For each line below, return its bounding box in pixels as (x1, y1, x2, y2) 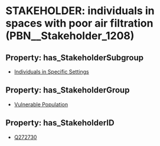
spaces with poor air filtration (5, 16, 154, 30)
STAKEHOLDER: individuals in (5, 4, 155, 18)
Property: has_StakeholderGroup (5, 85, 130, 95)
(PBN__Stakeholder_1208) (5, 29, 135, 42)
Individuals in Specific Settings (14, 68, 89, 75)
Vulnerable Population (14, 101, 68, 108)
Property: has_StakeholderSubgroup (5, 52, 144, 62)
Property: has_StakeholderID (5, 118, 115, 128)
